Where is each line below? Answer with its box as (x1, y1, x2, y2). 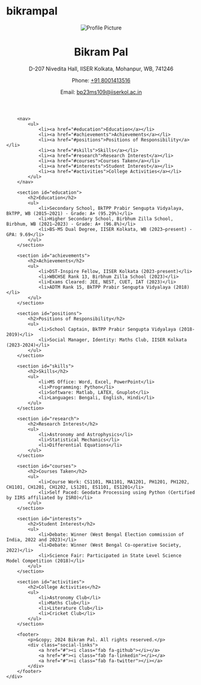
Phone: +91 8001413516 (72, 76, 131, 84)
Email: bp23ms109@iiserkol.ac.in (60, 88, 143, 96)
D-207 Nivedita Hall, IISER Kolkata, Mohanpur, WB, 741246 (29, 65, 173, 72)
